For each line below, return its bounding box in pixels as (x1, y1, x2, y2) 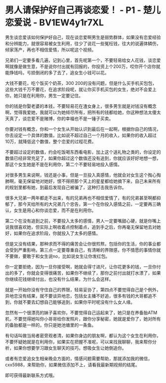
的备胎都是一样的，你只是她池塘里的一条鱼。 (5, 322, 96, 328)
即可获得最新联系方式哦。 (5, 372, 57, 378)
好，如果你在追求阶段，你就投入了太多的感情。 (5, 230, 100, 236)
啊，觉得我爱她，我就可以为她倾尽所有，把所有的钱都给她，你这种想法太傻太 (5, 109, 161, 115)
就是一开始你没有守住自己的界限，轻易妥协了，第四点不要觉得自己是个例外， (5, 286, 161, 293)
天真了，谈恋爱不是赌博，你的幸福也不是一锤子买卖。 (5, 115, 114, 122)
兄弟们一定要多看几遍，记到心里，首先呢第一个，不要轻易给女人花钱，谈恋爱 (5, 57, 161, 63)
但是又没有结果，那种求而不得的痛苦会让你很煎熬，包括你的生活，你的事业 (5, 241, 157, 247)
